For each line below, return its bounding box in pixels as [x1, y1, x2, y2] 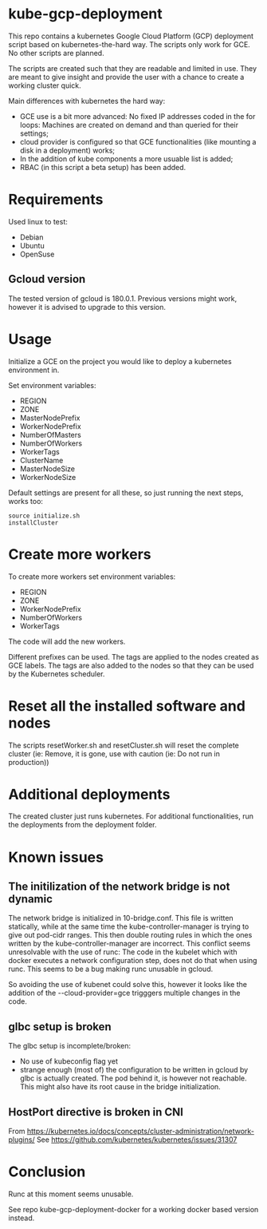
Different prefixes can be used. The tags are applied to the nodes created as [8, 652, 259, 661]
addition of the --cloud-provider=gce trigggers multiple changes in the [8, 988, 241, 998]
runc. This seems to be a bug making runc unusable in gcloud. [8, 964, 214, 974]
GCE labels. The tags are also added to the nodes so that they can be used [8, 660, 254, 670]
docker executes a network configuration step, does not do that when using [8, 956, 257, 965]
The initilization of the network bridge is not [8, 880, 230, 894]
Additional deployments [8, 785, 171, 803]
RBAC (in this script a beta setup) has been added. [19, 162, 187, 172]
